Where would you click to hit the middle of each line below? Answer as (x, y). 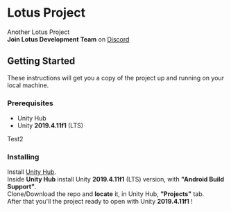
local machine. (28, 85)
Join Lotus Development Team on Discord (68, 39)
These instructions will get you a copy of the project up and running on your (115, 78)
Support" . (22, 187)
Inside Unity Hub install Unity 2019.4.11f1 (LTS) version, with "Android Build (115, 179)
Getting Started (41, 61)
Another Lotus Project (38, 32)
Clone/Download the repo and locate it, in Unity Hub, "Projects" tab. (106, 194)
